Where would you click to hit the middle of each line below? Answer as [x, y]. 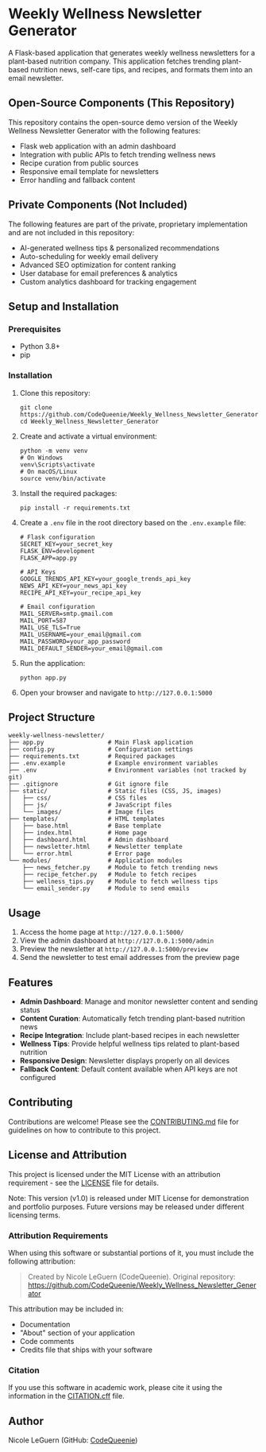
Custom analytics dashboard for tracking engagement [108, 281]
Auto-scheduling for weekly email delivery [89, 256]
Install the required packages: [68, 493]
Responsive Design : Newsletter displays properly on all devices [125, 1060]
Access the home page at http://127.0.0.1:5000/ [102, 932]
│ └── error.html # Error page [79, 854]
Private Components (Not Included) [98, 205]
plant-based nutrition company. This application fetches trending [114, 61]
